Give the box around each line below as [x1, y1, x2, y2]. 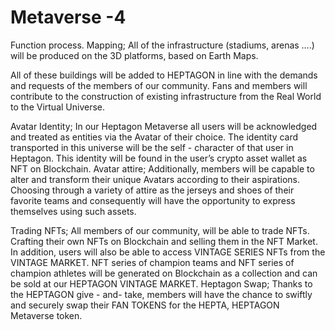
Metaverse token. [10, 309, 83, 321]
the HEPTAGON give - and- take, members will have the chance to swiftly [10, 288, 313, 300]
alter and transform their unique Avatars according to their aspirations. [10, 173, 300, 185]
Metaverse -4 [10, 6, 127, 29]
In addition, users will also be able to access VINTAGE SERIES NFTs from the [10, 246, 326, 258]
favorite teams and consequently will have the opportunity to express [10, 194, 296, 206]
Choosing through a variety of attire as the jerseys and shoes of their [10, 184, 295, 196]
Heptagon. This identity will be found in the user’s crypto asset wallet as [10, 152, 308, 164]
